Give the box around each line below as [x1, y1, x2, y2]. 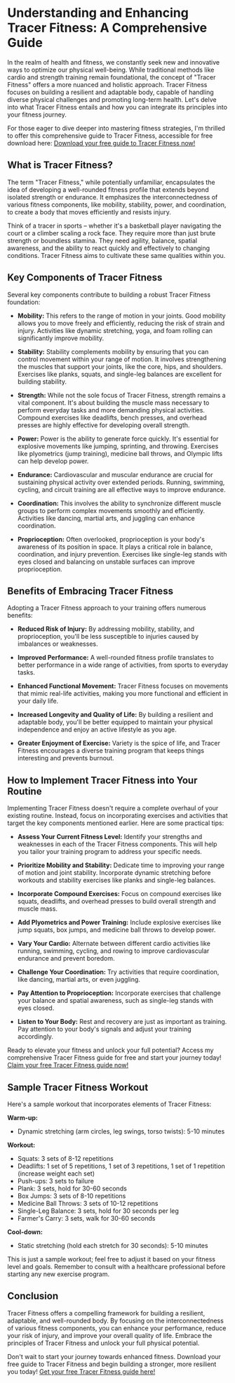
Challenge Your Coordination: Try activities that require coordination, [17, 968, 220, 976]
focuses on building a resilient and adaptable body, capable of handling [7, 88, 214, 96]
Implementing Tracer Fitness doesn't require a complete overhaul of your [7, 804, 219, 812]
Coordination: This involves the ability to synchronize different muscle [17, 499, 222, 507]
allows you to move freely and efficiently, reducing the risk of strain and [17, 318, 225, 327]
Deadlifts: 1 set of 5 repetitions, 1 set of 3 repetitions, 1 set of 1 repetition [17, 1162, 226, 1170]
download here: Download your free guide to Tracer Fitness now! [7, 138, 196, 147]
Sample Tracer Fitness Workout [7, 1081, 149, 1093]
